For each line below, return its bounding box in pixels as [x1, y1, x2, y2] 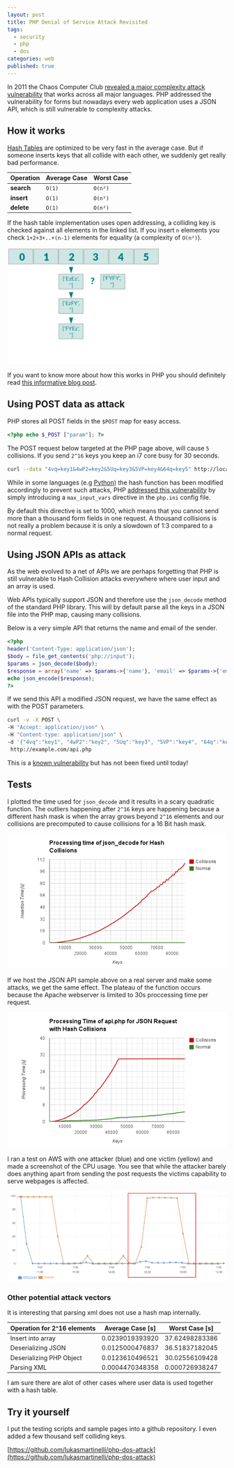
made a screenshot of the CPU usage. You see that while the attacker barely [7, 1162, 226, 1170]
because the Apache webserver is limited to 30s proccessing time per [7, 991, 209, 999]
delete [10, 203, 29, 212]
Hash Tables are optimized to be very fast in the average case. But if [7, 143, 204, 152]
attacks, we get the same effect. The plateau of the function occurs [7, 983, 201, 992]
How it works [7, 125, 65, 137]
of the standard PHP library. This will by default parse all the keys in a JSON [7, 603, 225, 611]
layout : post [7, 11, 45, 18]
